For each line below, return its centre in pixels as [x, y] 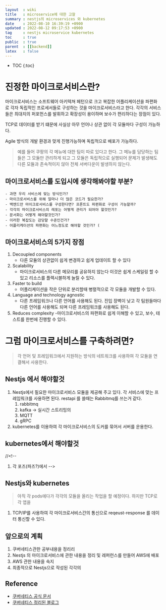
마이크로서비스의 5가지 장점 [45, 242]
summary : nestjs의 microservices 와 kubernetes [55, 19]
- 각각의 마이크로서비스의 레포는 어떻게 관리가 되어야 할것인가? [61, 210]
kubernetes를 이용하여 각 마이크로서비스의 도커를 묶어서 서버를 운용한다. [83, 427]
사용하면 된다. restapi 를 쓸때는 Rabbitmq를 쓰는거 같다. [88, 398]
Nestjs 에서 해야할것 [35, 379]
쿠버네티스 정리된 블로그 [36, 603]
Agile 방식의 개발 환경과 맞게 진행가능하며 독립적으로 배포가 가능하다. [72, 141]
